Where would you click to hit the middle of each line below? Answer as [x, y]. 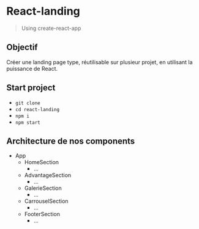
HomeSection [42, 162]
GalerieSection [43, 188]
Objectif [22, 47]
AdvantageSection [48, 175]
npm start [28, 122]
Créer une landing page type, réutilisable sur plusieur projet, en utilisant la [99, 62]
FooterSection [42, 214]
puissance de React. [32, 68]
